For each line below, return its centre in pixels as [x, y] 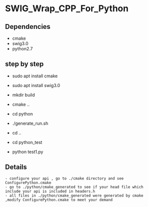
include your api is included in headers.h [50, 191]
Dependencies [28, 27]
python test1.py [28, 152]
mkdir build [24, 95]
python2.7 [22, 49]
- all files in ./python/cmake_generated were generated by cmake [74, 195]
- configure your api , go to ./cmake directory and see [64, 178]
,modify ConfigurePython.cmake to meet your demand [59, 200]
